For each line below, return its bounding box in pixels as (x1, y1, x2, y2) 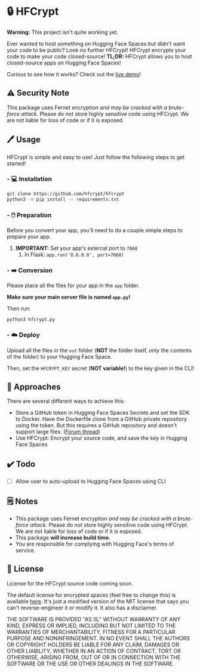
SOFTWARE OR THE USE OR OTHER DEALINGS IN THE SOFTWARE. (7, 660, 174, 667)
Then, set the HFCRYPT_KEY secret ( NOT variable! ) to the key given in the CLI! (7, 365, 195, 372)
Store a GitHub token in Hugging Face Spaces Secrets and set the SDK (15, 409, 190, 417)
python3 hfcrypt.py (7, 317, 56, 323)
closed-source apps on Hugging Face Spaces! (7, 59, 121, 66)
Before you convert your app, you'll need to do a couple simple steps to (7, 226, 183, 233)
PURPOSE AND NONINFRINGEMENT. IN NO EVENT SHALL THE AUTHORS (7, 634, 190, 642)
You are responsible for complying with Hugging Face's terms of (15, 541, 174, 547)
